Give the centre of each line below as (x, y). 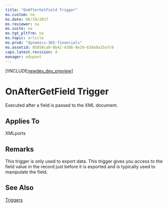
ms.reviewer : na (22, 24)
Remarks (20, 149)
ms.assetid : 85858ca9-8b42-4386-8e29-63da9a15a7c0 (60, 47)
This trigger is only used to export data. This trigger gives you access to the (84, 161)
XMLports (16, 133)
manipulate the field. (26, 172)
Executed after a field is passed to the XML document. (62, 105)
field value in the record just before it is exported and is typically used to (80, 166)
